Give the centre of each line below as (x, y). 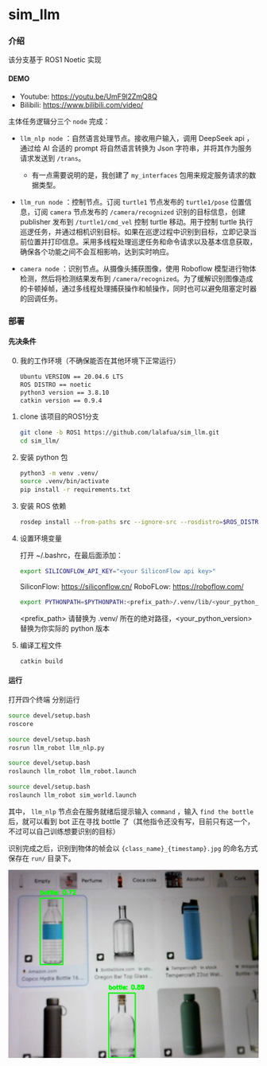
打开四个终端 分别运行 (44, 699)
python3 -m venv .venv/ (59, 473)
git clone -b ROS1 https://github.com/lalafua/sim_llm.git (120, 432)
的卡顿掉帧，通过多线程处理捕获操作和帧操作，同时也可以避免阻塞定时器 (138, 288)
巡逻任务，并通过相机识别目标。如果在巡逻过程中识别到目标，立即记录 (135, 232)
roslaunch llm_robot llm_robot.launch (72, 771)
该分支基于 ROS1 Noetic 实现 (55, 60)
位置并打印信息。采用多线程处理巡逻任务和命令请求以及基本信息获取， (141, 241)
